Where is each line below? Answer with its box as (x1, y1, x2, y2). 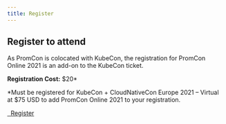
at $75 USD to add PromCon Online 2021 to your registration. (7, 96, 181, 104)
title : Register (7, 10, 54, 17)
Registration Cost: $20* (7, 75, 78, 83)
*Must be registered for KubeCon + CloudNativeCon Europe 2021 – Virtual (7, 88, 219, 97)
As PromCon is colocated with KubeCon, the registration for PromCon (7, 54, 206, 62)
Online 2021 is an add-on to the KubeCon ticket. (7, 62, 144, 70)
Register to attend (7, 36, 86, 48)
